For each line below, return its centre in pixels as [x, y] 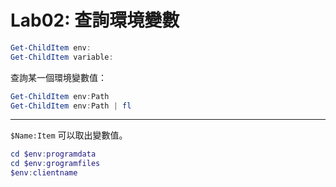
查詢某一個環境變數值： [58, 77]
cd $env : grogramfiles [55, 164]
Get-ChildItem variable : [62, 57]
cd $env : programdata [53, 154]
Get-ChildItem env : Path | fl [71, 106]
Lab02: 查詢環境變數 [95, 20]
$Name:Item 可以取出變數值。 [69, 135]
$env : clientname [44, 173]
